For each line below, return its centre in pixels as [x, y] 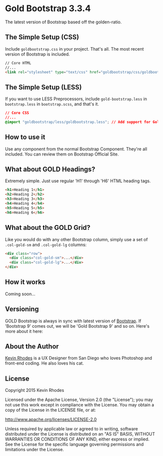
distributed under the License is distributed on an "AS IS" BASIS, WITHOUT [80, 434]
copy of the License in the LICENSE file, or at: [50, 410]
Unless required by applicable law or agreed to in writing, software [72, 429]
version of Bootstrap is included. [38, 54]
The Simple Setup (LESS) [43, 87]
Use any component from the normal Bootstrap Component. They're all [76, 149]
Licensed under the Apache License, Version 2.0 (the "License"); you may [79, 400]
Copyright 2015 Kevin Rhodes [35, 390]
